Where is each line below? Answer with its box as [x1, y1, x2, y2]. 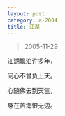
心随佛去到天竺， [7, 87, 57, 95]
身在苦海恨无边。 [7, 101, 57, 110]
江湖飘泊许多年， [7, 57, 57, 65]
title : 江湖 [7, 23, 40, 30]
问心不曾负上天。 [7, 71, 57, 80]
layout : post [7, 10, 45, 17]
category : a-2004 [7, 17, 58, 24]
